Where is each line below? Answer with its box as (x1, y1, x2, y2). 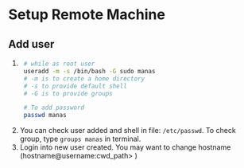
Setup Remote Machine (8, 6, 165, 24)
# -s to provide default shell (23, 82, 127, 90)
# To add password (23, 104, 85, 112)
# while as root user (23, 60, 95, 68)
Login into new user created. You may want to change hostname (19, 143, 231, 152)
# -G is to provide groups (23, 89, 113, 97)
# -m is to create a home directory (23, 74, 145, 83)
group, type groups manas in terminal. (19, 134, 141, 144)
